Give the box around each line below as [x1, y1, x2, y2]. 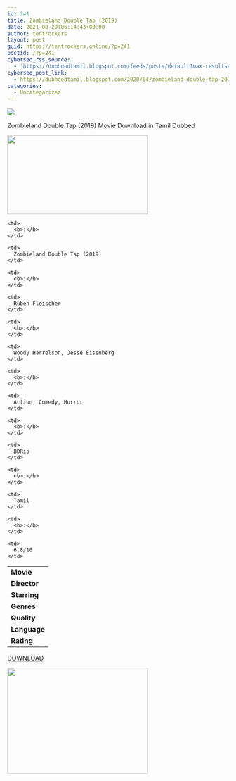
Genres [11, 601, 37, 611]
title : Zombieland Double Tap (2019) [7, 17, 118, 24]
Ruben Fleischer [13, 300, 61, 307]
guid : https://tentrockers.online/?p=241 [7, 43, 131, 50]
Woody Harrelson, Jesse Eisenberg [13, 349, 114, 356]
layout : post [7, 37, 46, 44]
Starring [11, 590, 39, 600]
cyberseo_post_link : [7, 69, 68, 76]
